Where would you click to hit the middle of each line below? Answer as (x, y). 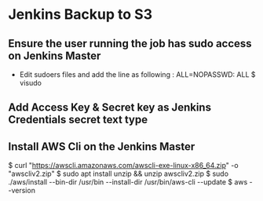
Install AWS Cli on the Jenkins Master (102, 146)
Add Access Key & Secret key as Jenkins (110, 108)
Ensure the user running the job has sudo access (130, 44)
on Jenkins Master (55, 55)
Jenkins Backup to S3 (80, 15)
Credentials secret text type (78, 120)
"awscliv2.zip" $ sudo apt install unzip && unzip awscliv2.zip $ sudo (119, 174)
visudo (30, 83)
